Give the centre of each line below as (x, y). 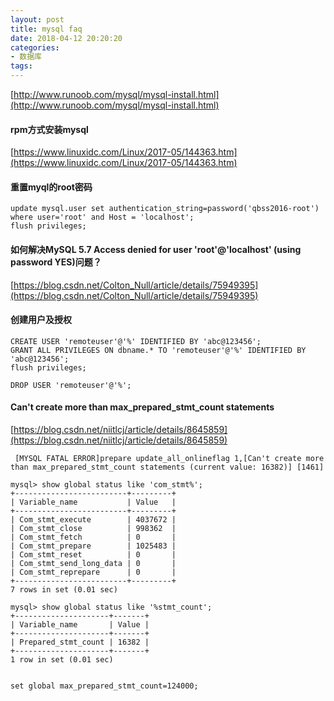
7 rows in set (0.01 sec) (64, 590)
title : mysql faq (46, 29)
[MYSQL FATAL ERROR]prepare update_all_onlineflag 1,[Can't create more (169, 459)
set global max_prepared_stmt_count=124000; (104, 686)
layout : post (37, 19)
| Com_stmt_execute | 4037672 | (93, 520)
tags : (21, 66)
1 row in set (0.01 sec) (62, 660)
